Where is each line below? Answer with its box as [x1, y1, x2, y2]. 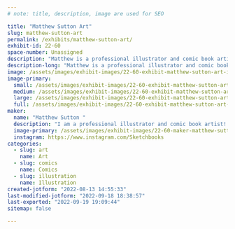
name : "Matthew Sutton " [13, 114, 86, 121]
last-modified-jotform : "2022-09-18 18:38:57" [7, 192, 145, 200]
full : [13, 101, 30, 109]
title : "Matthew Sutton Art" [7, 22, 92, 30]
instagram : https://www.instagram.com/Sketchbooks [13, 134, 164, 141]
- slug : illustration [13, 172, 77, 179]
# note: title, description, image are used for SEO [7, 10, 164, 18]
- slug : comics [13, 160, 58, 167]
